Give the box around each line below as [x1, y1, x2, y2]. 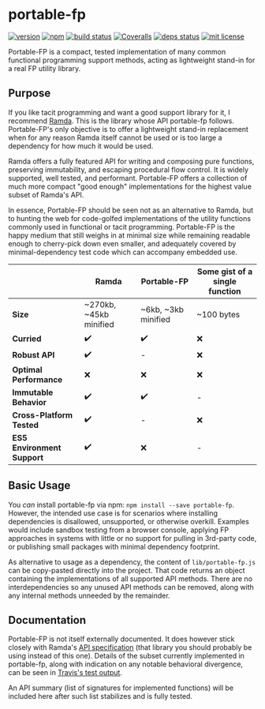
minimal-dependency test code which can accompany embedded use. [8, 247, 238, 257]
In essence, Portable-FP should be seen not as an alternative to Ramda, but [8, 205, 254, 215]
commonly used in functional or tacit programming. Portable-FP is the [8, 222, 235, 231]
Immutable [12, 387, 54, 398]
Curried [12, 333, 42, 344]
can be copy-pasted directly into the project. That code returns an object [8, 565, 245, 575]
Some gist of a [196, 266, 253, 277]
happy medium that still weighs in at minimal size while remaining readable [8, 231, 251, 240]
